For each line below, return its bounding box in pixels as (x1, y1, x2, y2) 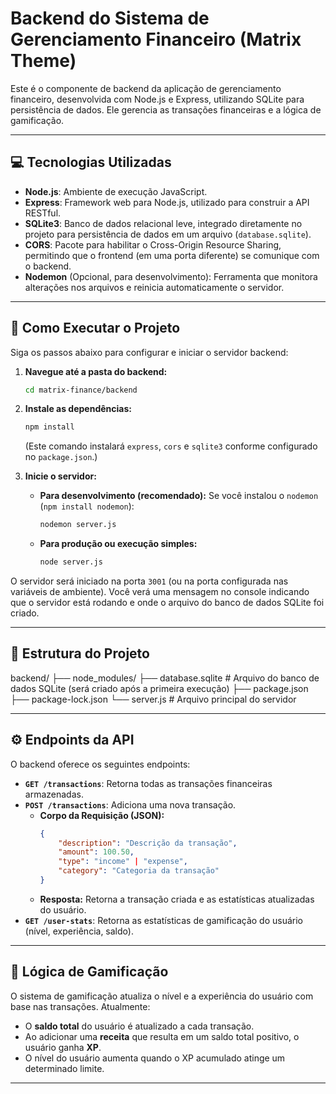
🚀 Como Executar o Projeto (10, 320, 181, 337)
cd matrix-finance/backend (24, 385, 138, 395)
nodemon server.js (39, 520, 117, 530)
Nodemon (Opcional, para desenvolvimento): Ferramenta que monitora (24, 270, 318, 282)
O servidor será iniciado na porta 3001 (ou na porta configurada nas (10, 575, 289, 587)
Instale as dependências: (24, 403, 132, 415)
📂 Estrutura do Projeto (10, 645, 150, 662)
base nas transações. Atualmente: (10, 1000, 151, 1012)
